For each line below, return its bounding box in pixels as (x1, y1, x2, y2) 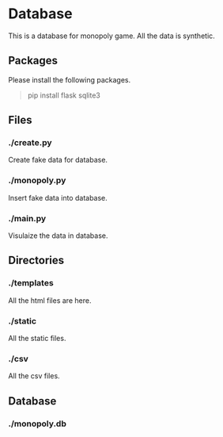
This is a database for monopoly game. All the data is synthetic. (8, 31, 215, 40)
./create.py (8, 137, 53, 148)
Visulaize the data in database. (8, 231, 108, 240)
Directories (8, 254, 65, 267)
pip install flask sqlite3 (27, 90, 100, 100)
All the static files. (8, 334, 66, 343)
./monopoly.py (8, 175, 66, 186)
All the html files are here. (8, 295, 92, 305)
